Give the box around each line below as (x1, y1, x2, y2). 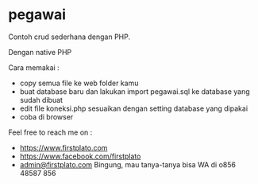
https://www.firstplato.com (19, 143, 108, 152)
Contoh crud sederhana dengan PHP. (8, 32, 131, 41)
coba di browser (19, 112, 74, 121)
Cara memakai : (8, 62, 60, 72)
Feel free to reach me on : (8, 127, 93, 137)
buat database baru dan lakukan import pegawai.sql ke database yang (19, 86, 250, 96)
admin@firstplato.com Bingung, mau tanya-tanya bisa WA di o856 (19, 159, 237, 169)
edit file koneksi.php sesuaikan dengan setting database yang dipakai (19, 104, 248, 113)
